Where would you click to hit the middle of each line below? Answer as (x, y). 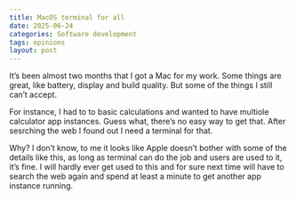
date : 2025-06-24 (41, 26)
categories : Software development (73, 34)
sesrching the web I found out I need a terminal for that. (111, 131)
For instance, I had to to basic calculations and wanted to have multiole (139, 112)
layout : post (33, 51)
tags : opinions (37, 42)
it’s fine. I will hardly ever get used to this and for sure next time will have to (147, 167)
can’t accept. (33, 95)
